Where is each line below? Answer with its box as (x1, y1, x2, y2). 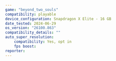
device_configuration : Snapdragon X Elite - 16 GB (5, 16, 112, 21)
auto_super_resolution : (5, 35, 54, 40)
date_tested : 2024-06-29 (5, 21, 56, 26)
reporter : (5, 48, 26, 53)
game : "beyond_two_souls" (5, 7, 58, 12)
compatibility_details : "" (5, 30, 61, 35)
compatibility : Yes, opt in (14, 39, 72, 44)
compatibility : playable (5, 12, 56, 17)
